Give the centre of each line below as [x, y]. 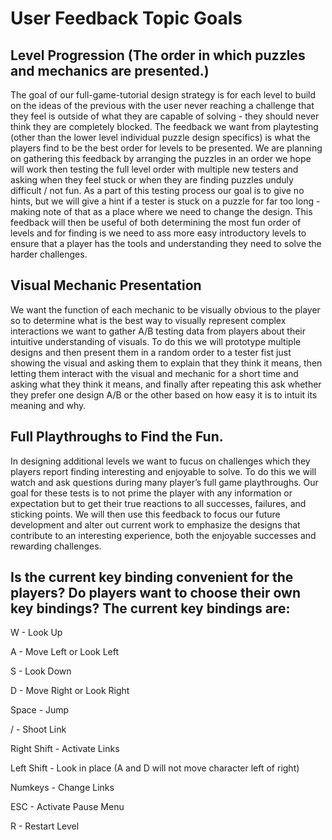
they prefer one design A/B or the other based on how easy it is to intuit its [164, 394]
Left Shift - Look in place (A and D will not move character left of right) [155, 768]
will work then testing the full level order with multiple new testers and [154, 169]
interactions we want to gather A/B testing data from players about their [158, 331]
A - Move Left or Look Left [65, 652]
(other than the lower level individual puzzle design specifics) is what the [160, 137]
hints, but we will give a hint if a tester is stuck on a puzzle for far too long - [165, 201]
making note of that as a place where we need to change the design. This [161, 211]
